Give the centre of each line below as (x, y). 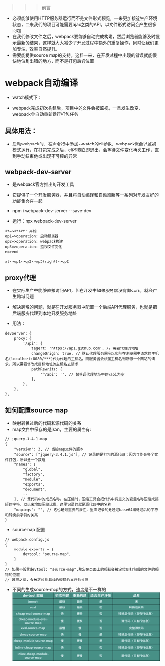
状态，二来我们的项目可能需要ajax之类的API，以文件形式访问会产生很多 (84, 24)
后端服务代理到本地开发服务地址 (44, 313)
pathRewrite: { (47, 369)
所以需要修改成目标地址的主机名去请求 (45, 364)
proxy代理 (21, 277)
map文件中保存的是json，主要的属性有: (52, 429)
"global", (33, 470)
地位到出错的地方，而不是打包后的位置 (55, 61)
